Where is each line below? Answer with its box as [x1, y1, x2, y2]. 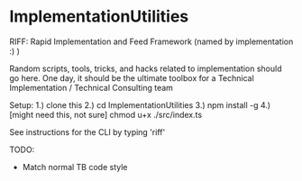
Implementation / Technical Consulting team [9, 82, 174, 93]
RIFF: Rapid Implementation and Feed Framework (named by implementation [9, 36, 294, 47]
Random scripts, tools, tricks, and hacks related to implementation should [9, 63, 282, 74]
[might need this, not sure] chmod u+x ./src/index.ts [9, 109, 203, 120]
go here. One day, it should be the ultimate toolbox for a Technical [9, 72, 254, 83]
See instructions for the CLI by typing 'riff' [9, 126, 166, 137]
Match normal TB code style [22, 161, 128, 172]
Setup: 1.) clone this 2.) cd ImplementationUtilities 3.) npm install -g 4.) [9, 99, 271, 110]
